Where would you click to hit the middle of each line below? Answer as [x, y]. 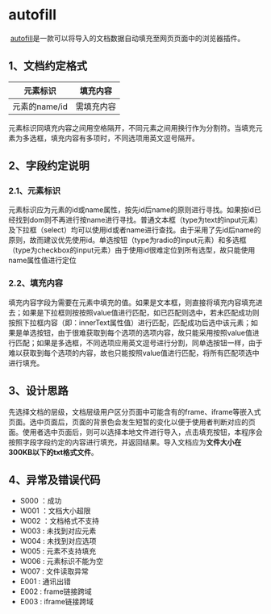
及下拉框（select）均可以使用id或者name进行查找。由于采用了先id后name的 [135, 230]
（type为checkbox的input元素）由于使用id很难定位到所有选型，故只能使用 [132, 250]
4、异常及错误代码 [54, 480]
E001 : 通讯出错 [45, 582]
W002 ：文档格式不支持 [59, 521]
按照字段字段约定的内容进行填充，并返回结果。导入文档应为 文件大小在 [125, 442]
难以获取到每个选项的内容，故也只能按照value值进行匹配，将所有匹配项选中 [134, 353]
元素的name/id [40, 107]
